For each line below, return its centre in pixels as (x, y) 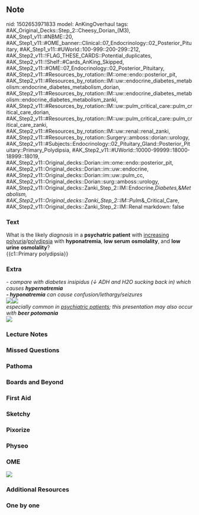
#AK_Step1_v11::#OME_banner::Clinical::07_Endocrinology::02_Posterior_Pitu (99, 43)
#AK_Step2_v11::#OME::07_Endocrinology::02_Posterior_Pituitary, (85, 68)
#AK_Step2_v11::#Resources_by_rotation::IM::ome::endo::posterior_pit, (92, 74)
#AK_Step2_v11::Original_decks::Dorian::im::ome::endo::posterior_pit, (90, 162)
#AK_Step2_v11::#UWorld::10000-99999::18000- (131, 150)
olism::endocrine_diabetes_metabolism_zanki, (62, 100)
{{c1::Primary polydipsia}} (37, 254)
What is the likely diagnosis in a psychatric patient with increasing (88, 235)
